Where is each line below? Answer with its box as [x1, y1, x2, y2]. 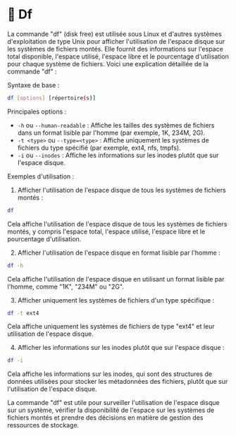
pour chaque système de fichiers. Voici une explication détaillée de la [7, 59, 209, 68]
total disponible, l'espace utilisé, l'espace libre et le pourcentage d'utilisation [7, 52, 229, 61]
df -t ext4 [7, 310, 39, 317]
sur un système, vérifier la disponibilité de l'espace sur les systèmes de [7, 406, 215, 415]
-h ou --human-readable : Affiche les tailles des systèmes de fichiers [17, 121, 215, 129]
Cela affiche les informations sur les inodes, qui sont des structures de [7, 370, 213, 378]
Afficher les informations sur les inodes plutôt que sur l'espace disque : [17, 344, 225, 352]
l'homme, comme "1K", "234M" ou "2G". [7, 282, 125, 291]
